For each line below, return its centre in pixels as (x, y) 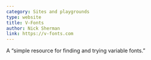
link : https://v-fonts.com (40, 34)
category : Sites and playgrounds (48, 12)
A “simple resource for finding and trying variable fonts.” (76, 50)
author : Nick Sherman (33, 28)
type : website (24, 17)
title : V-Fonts (25, 23)
